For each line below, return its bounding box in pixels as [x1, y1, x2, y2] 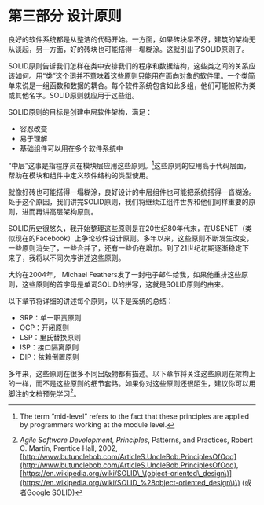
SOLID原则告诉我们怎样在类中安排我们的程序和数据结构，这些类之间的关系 [8, 60, 249, 71]
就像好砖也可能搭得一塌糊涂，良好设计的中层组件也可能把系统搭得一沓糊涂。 [8, 187, 256, 196]
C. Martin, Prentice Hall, [19, 444, 97, 453]
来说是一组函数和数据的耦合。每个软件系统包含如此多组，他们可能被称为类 [14, 80, 256, 90]
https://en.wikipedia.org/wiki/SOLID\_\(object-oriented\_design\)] [22, 469, 233, 478]
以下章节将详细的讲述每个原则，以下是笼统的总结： [8, 296, 174, 306]
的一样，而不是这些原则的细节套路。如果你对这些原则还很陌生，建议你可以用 [8, 379, 256, 388]
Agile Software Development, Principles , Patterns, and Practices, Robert [19, 435, 253, 445]
